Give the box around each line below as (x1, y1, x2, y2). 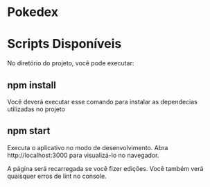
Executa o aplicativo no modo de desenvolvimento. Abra (7, 143, 168, 152)
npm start (7, 125, 51, 137)
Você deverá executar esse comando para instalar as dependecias (7, 97, 198, 106)
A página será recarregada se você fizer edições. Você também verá (7, 164, 204, 172)
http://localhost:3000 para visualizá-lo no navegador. (7, 151, 159, 159)
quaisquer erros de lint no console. (7, 172, 107, 180)
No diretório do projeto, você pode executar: (7, 59, 134, 67)
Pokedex (7, 4, 59, 20)
